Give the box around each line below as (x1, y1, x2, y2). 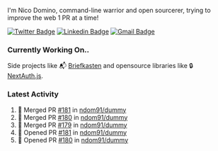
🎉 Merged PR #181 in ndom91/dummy (17, 106, 127, 114)
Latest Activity (7, 89, 59, 99)
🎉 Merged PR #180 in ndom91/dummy (17, 113, 128, 121)
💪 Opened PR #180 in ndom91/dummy (17, 135, 129, 144)
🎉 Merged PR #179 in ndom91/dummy (17, 121, 127, 129)
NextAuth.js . (7, 72, 44, 80)
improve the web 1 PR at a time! (7, 13, 99, 22)
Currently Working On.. (7, 45, 90, 55)
